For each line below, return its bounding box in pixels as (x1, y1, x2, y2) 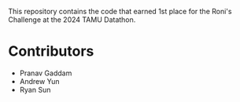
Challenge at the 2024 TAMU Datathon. (8, 15, 136, 24)
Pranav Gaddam (19, 68, 72, 78)
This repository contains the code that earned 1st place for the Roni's (8, 7, 232, 16)
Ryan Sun (19, 85, 51, 94)
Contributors (8, 42, 94, 60)
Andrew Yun (19, 76, 61, 86)
